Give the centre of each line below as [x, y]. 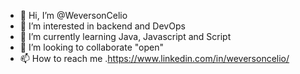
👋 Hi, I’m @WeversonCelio [73, 15]
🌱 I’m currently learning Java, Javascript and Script [125, 36]
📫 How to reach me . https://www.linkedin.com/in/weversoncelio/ [154, 58]
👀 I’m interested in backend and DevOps [102, 26]
